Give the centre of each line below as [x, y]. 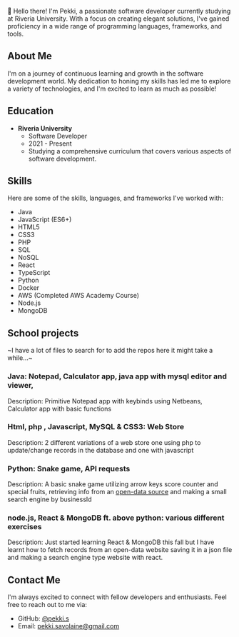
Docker [29, 288]
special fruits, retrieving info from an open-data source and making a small [117, 492]
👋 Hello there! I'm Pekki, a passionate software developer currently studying [119, 11]
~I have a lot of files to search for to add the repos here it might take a [110, 351]
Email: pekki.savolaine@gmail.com [68, 626]
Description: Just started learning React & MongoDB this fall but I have [111, 542]
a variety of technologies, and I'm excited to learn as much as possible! [112, 89]
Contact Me [34, 580]
